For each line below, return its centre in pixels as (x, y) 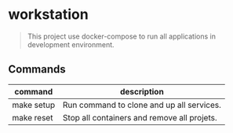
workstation (48, 15)
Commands (37, 70)
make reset (33, 117)
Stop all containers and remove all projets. (140, 117)
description (142, 91)
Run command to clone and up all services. (142, 105)
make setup (34, 105)
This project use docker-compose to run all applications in (121, 36)
